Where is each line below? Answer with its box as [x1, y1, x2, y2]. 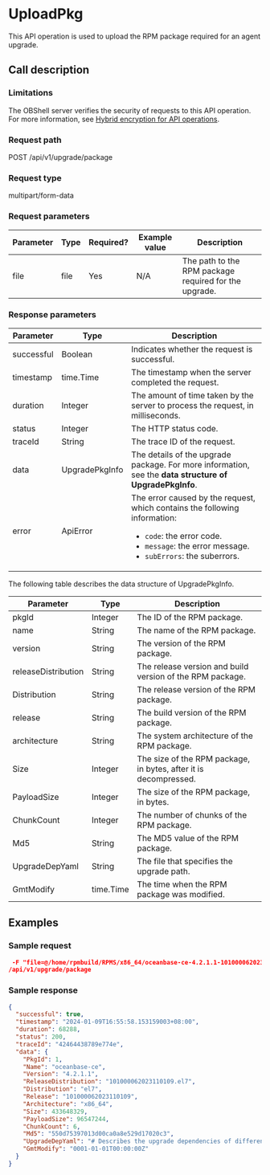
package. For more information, [131, 459, 250, 470]
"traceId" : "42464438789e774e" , [15, 1040, 125, 1048]
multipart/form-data [8, 190, 75, 201]
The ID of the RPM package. [137, 611, 243, 622]
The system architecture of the [137, 730, 253, 741]
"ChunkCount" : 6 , [22, 1122, 81, 1131]
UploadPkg [8, 5, 84, 23]
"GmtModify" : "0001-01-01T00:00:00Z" [22, 1145, 149, 1153]
